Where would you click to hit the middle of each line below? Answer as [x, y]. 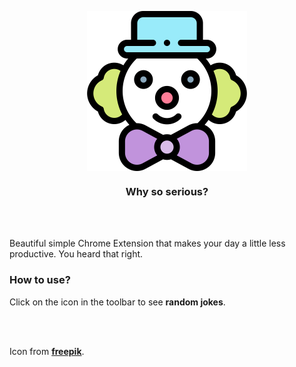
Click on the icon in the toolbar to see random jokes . [117, 302]
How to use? [40, 280]
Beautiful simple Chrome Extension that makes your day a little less [147, 243]
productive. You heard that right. [76, 254]
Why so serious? [167, 191]
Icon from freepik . [47, 351]
